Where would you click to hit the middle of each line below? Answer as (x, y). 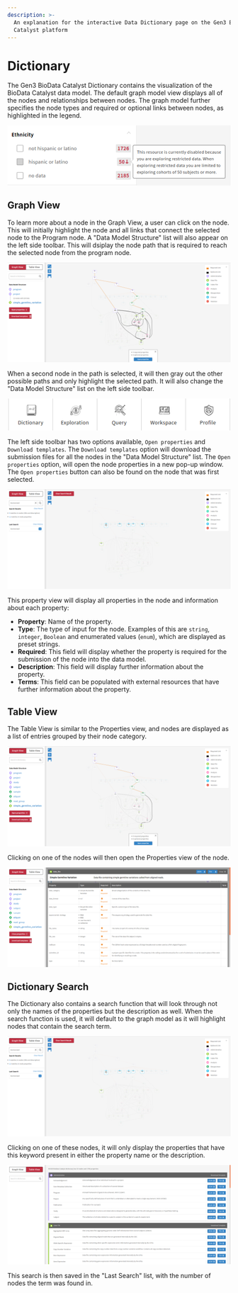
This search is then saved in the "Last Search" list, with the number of (109, 1275)
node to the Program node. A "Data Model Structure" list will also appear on (118, 237)
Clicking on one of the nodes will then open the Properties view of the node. (119, 857)
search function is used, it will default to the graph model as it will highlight (117, 1019)
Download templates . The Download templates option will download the (109, 449)
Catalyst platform (41, 30)
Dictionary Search (48, 987)
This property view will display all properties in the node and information (113, 600)
